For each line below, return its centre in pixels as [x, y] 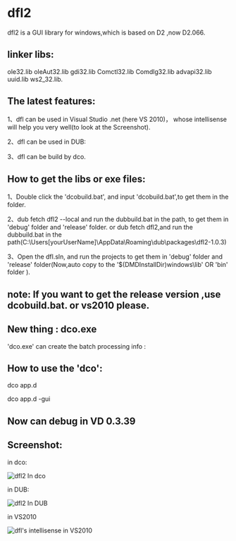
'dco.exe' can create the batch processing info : [77, 346]
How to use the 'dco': [55, 368]
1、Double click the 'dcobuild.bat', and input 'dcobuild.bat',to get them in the [118, 197]
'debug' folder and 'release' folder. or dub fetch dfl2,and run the [100, 228]
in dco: [17, 462]
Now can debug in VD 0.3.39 [72, 421]
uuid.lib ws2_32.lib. [35, 79]
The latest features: [51, 101]
